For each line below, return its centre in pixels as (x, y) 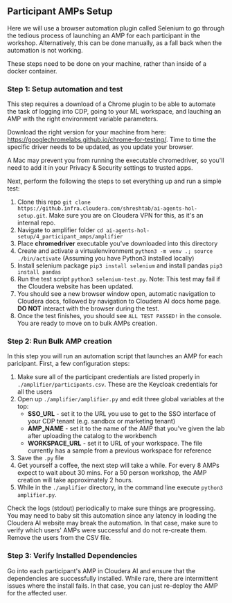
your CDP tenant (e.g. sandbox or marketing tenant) (101, 421)
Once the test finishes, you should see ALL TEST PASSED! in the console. (119, 316)
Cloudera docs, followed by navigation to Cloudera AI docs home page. (119, 301)
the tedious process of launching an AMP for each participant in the (104, 35)
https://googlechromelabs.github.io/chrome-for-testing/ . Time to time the (112, 140)
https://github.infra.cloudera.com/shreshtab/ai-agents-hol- (107, 209)
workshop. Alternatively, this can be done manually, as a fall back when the (115, 43)
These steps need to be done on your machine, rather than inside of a (107, 63)
